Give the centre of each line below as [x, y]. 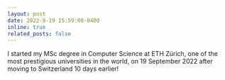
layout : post [27, 14]
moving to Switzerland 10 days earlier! [63, 69]
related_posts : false [39, 34]
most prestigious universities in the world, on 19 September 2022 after [110, 62]
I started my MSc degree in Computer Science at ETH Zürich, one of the [112, 54]
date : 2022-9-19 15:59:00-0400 [54, 21]
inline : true [27, 27]
